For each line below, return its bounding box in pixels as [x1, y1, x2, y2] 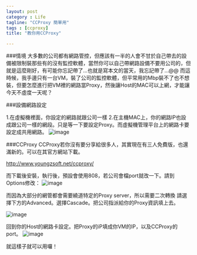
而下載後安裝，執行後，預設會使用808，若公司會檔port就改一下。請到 [6, 172, 175, 179]
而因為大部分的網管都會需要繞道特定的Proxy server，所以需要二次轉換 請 [6, 192, 182, 199]
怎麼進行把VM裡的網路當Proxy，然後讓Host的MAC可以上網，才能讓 [26, 81, 190, 89]
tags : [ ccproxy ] [6, 25, 49, 31]
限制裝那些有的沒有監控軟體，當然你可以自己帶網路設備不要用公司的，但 [16, 60, 191, 67]
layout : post [6, 8, 38, 15]
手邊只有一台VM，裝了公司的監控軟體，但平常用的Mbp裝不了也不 [26, 74, 185, 81]
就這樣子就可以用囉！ [6, 243, 57, 250]
